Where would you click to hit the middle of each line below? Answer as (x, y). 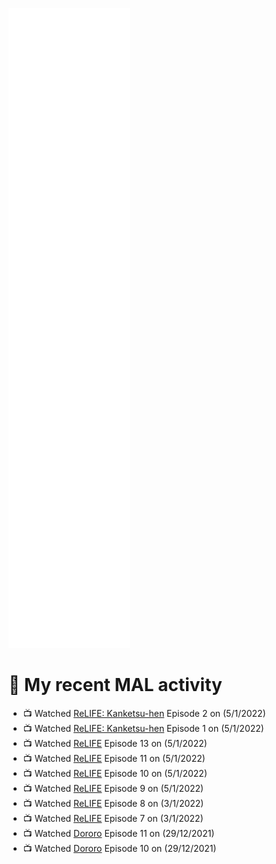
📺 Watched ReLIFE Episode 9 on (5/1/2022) (113, 788)
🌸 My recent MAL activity (115, 685)
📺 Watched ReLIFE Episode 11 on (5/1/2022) (114, 758)
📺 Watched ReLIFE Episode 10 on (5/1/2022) (115, 773)
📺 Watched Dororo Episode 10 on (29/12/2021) (119, 848)
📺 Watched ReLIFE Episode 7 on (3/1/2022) (113, 818)
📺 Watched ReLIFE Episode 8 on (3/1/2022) (113, 803)
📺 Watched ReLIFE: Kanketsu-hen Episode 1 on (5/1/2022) (143, 728)
